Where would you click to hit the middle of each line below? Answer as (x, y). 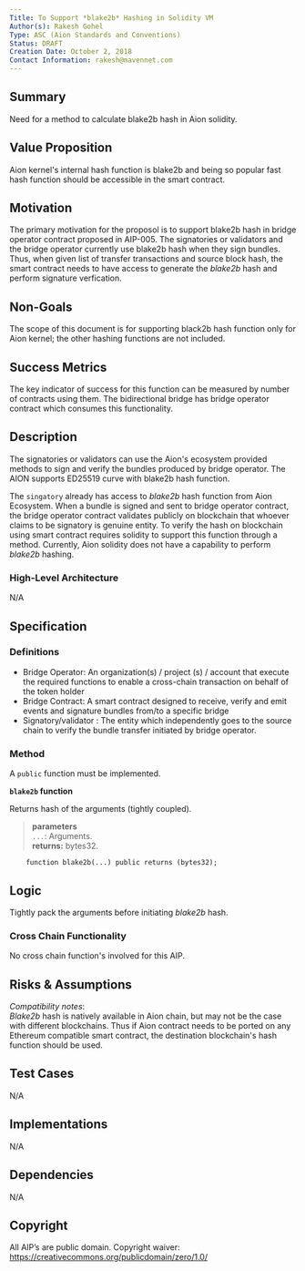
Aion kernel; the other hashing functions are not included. (117, 339)
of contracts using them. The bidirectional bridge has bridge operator (140, 399)
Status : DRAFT (36, 43)
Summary (38, 97)
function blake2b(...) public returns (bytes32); (122, 863)
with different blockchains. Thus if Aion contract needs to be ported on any (150, 1026)
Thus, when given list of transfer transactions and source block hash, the (147, 259)
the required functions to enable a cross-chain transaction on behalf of (156, 682)
